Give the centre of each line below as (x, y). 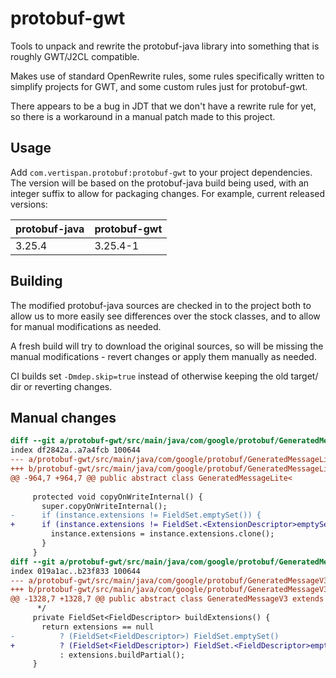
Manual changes (63, 417)
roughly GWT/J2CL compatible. (75, 56)
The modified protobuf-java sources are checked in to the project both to (161, 305)
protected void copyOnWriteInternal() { (117, 497)
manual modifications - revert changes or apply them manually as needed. (163, 356)
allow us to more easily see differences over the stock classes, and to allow (165, 316)
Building (36, 281)
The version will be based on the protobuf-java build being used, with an (160, 183)
